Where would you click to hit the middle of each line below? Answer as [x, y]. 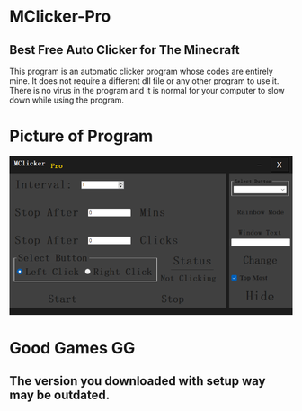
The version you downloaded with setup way [138, 381]
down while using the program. [67, 100]
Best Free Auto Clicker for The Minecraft [124, 50]
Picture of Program [81, 136]
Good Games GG [72, 348]
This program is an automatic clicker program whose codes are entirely [142, 71]
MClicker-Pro [60, 17]
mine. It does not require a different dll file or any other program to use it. [144, 81]
